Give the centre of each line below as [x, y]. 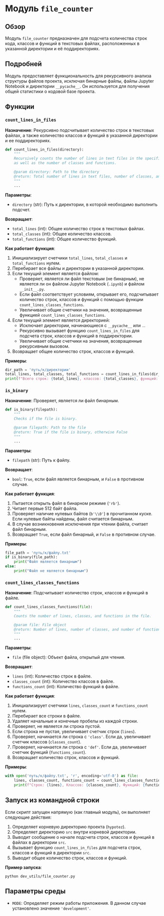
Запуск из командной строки [52, 800]
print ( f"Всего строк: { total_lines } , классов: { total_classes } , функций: [82, 379]
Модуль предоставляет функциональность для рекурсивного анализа [78, 76]
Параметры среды [35, 891]
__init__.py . [32, 289]
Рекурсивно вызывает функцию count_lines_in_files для [80, 330]
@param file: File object [40, 625]
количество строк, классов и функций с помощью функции [81, 299]
